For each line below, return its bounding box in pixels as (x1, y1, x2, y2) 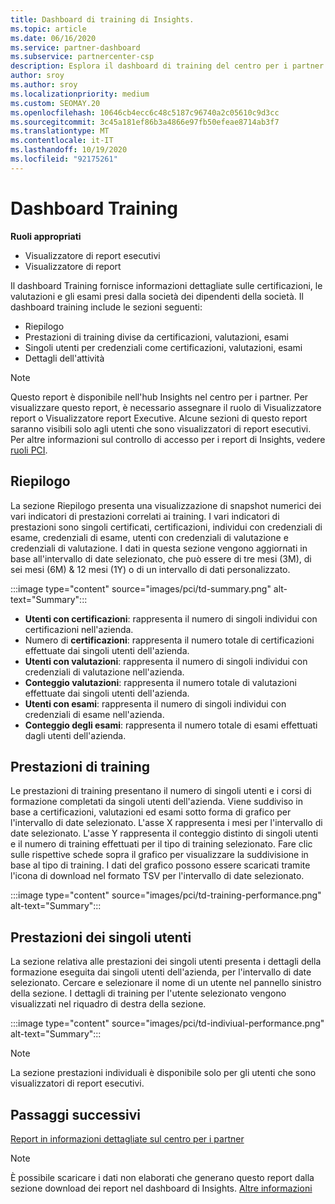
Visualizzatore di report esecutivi (24, 249, 161, 261)
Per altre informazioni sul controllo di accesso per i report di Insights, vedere (10, 433, 326, 445)
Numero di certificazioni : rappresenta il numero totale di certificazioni (24, 634, 315, 646)
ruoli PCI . (10, 444, 48, 456)
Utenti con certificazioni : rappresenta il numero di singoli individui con (24, 612, 318, 625)
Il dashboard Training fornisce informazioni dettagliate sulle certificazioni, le (10, 279, 323, 291)
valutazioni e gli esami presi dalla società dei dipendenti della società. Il (10, 290, 304, 302)
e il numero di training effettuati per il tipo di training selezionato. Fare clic (10, 838, 313, 850)
